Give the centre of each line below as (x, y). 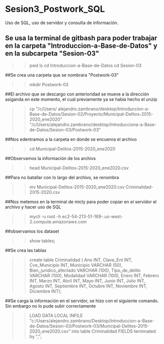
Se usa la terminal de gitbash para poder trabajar (81, 38)
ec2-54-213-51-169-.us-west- (92, 216)
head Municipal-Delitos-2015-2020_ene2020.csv (79, 168)
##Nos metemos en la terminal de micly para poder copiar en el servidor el (81, 202)
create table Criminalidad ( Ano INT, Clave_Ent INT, (81, 260)
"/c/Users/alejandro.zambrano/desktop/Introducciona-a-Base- (93, 125)
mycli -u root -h (45, 216)
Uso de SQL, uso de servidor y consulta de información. (62, 23)
